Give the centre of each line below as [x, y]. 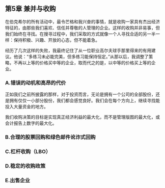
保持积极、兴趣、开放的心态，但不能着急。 [56, 40]
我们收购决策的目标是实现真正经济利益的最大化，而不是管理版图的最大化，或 [82, 117]
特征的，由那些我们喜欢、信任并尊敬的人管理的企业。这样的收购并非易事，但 [82, 27]
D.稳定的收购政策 [25, 166]
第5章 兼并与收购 [31, 9]
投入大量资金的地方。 [27, 107]
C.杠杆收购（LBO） [28, 151]
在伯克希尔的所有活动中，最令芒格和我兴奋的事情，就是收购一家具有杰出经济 [82, 22]
